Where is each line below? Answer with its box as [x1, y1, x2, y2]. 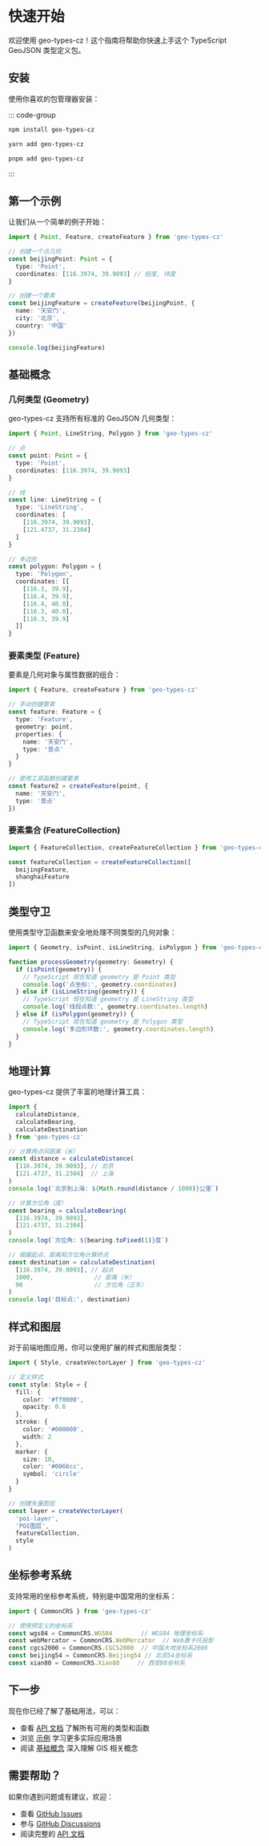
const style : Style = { [8, 1381, 88, 1389]
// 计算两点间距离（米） [8, 1147, 79, 1155]
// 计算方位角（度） [8, 1199, 67, 1207]
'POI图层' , [15, 1522, 50, 1530]
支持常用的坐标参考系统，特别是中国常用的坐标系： [8, 1591, 177, 1601]
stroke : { [15, 1418, 48, 1426]
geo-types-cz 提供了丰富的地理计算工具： [8, 1087, 147, 1097]
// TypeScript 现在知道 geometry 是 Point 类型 [22, 972, 176, 981]
